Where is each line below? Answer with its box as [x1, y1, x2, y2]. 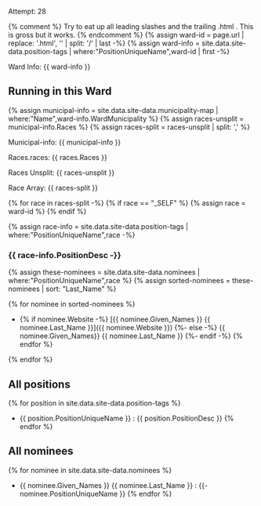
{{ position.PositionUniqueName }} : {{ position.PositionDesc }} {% [19, 413, 234, 423]
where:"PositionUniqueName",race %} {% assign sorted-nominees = [8, 276, 231, 286]
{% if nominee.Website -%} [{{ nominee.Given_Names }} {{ [19, 315, 211, 324]
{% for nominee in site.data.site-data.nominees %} [8, 465, 172, 475]
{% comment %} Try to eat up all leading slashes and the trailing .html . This [8, 22, 254, 31]
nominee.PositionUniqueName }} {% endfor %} [19, 489, 172, 498]
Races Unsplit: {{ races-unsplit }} [8, 168, 115, 177]
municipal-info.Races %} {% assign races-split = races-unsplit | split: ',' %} [8, 122, 251, 132]
